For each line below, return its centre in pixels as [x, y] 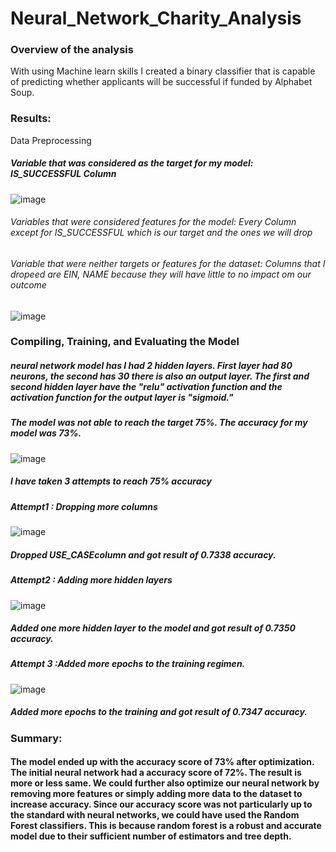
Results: [31, 119]
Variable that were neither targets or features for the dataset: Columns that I [168, 263]
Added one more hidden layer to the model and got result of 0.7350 [153, 628]
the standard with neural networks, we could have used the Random [155, 815]
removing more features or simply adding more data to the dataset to [156, 794]
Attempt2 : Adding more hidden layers [91, 580]
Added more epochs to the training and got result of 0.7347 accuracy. [159, 712]
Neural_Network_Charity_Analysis [156, 18]
